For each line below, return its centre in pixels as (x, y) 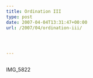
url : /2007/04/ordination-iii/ (44, 28)
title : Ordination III (34, 11)
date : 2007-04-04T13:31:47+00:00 (47, 22)
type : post (19, 17)
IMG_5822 (18, 70)
